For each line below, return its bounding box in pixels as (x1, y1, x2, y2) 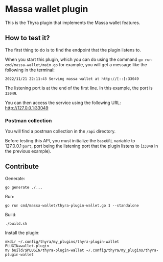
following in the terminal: (5, 67, 55, 73)
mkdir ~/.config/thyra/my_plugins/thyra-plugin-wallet (5, 239, 119, 244)
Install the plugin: (5, 230, 40, 236)
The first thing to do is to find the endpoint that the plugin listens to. (5, 47, 141, 52)
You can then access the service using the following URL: (5, 100, 121, 105)
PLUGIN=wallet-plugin (5, 243, 49, 248)
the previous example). (5, 148, 51, 154)
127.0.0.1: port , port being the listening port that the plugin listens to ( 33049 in (5, 143, 158, 149)
